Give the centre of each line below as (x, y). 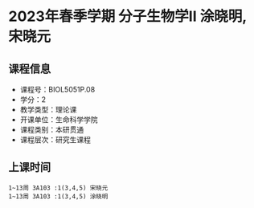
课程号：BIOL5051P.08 (57, 90)
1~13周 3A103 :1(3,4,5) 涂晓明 (58, 196)
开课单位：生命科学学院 (59, 120)
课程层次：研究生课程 (55, 140)
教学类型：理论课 (48, 110)
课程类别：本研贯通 (52, 130)
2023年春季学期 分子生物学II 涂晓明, (127, 16)
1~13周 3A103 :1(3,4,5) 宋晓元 (58, 188)
